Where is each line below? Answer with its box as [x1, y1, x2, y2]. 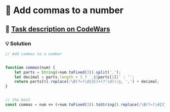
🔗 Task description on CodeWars [5, 25, 110, 33]
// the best [5, 97, 30, 103]
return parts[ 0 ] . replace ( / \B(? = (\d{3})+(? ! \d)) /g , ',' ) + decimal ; [14, 79, 160, 84]
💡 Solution [5, 40, 31, 47]
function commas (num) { [5, 65, 56, 70]
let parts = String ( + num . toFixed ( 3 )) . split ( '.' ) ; [14, 69, 121, 75]
